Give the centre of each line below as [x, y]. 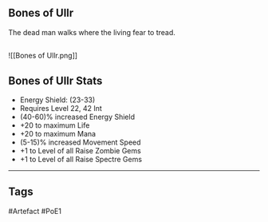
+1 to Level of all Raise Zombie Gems [80, 151]
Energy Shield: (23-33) [57, 100]
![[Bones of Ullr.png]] [43, 56]
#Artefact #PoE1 [35, 211]
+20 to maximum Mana [58, 134]
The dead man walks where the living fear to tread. [92, 32]
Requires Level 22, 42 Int [61, 109]
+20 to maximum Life [55, 125]
